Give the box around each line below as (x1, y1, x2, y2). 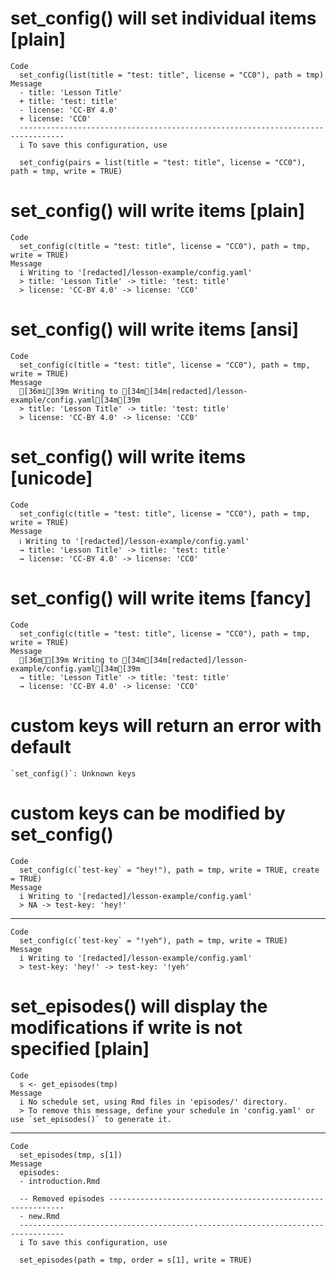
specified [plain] (10, 1037, 150, 1060)
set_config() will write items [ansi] (10, 318, 300, 341)
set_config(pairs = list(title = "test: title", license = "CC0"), (19, 157, 307, 167)
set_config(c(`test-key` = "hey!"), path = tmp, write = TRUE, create (19, 865, 320, 875)
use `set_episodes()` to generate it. (10, 1114, 172, 1124)
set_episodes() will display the (10, 995, 268, 1017)
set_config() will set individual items (10, 7, 317, 30)
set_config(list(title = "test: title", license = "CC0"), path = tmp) (19, 70, 325, 80)
